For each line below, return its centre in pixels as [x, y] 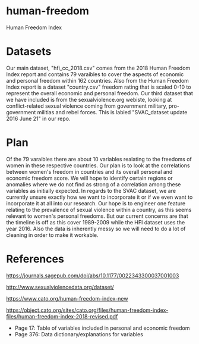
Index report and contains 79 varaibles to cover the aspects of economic [95, 74]
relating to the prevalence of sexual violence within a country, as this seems [99, 209]
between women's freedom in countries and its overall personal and [89, 171]
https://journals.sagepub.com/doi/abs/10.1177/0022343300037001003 [93, 276]
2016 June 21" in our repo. [38, 118]
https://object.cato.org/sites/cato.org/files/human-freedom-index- [87, 310]
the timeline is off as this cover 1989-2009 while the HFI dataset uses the [96, 222]
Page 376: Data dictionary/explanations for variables [79, 334]
